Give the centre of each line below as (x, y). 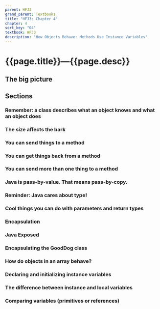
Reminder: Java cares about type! (46, 196)
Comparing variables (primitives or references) (62, 301)
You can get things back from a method (53, 156)
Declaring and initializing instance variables (58, 274)
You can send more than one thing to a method (62, 169)
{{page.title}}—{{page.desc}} (68, 61)
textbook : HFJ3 (21, 32)
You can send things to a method (45, 142)
